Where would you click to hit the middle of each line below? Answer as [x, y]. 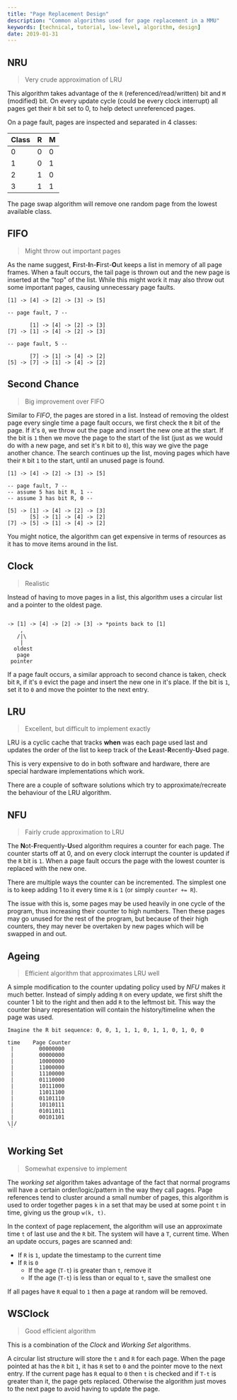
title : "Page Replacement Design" [58, 14]
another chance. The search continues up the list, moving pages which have [118, 452]
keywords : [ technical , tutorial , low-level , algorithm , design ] [104, 27]
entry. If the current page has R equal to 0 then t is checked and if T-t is [112, 1373]
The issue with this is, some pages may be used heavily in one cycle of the [116, 904]
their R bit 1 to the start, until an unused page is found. [86, 460]
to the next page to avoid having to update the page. [84, 1389]
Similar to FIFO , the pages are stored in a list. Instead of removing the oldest [118, 415]
